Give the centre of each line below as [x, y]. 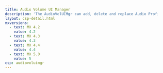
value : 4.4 [25, 49]
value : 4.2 [25, 32]
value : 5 [23, 59]
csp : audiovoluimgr [25, 63]
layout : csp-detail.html [30, 18]
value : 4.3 [25, 41]
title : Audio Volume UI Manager [38, 9]
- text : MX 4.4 [25, 45]
